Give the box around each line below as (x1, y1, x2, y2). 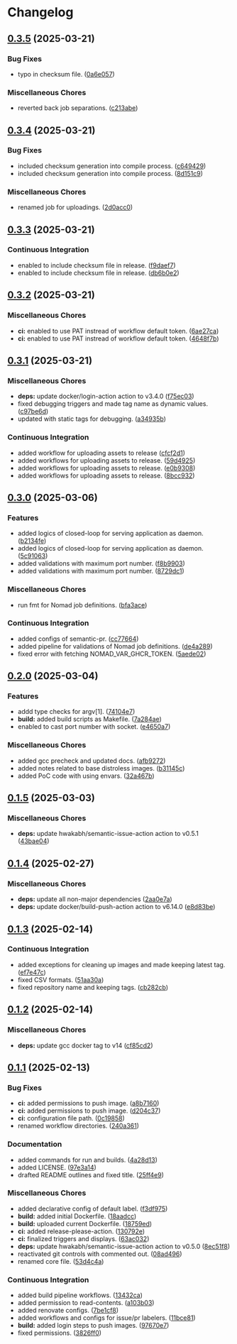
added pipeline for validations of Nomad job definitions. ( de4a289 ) (17, 641, 213, 650)
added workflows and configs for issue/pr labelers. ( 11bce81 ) (17, 1313, 197, 1322)
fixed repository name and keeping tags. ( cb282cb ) (17, 983, 169, 991)
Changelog (7, 4, 74, 21)
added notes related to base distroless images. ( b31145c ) (17, 764, 185, 772)
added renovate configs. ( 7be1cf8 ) (17, 1306, 119, 1315)
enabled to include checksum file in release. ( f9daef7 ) (17, 260, 176, 270)
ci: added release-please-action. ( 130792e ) (17, 1227, 145, 1235)
